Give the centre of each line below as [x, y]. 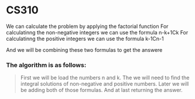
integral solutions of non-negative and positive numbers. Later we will [105, 84]
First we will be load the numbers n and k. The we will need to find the [105, 78]
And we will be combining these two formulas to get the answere [84, 49]
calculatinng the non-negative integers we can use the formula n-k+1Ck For [97, 32]
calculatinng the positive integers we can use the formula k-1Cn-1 [85, 38]
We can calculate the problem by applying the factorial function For [87, 26]
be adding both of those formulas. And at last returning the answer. [101, 90]
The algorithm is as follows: [46, 65]
